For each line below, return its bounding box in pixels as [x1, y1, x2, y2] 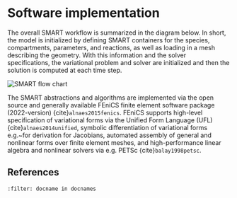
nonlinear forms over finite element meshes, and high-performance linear [7, 138, 221, 146]
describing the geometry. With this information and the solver [7, 51, 186, 59]
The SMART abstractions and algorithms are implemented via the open [7, 93, 214, 102]
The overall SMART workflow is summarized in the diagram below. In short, [7, 28, 226, 37]
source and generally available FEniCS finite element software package [7, 100, 215, 109]
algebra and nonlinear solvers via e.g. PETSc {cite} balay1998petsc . [7, 146, 202, 154]
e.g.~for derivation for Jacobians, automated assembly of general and [7, 131, 212, 139]
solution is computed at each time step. [7, 66, 122, 74]
